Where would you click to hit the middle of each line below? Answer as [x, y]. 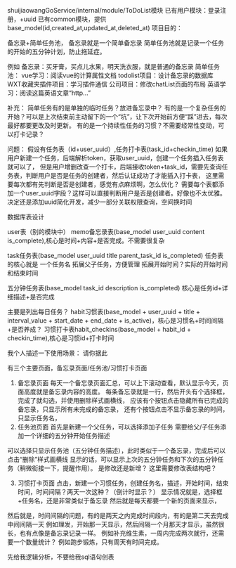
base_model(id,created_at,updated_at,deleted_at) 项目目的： [95, 28]
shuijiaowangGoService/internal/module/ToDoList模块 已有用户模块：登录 [114, 10]
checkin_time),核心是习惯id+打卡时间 [61, 338]
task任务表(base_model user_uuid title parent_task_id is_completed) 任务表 [115, 256]
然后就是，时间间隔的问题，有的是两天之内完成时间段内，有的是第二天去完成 [118, 516]
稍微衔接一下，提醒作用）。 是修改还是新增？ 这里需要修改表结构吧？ [118, 468]
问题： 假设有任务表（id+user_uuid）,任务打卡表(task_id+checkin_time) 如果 [118, 149]
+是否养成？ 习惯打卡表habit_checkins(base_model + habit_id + [99, 329]
